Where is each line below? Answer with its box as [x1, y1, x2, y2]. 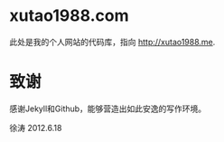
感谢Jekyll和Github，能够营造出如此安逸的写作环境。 [9, 103, 207, 114]
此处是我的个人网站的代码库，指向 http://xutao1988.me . [9, 36, 216, 47]
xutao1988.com [9, 5, 129, 26]
